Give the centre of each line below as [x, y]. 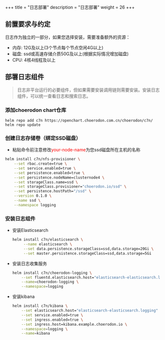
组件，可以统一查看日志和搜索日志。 [54, 96]
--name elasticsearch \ [48, 244]
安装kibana [23, 297]
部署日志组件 [25, 77]
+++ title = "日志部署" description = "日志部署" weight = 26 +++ [70, 7]
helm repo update [23, 125]
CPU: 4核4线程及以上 [34, 60]
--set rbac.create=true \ [41, 164]
